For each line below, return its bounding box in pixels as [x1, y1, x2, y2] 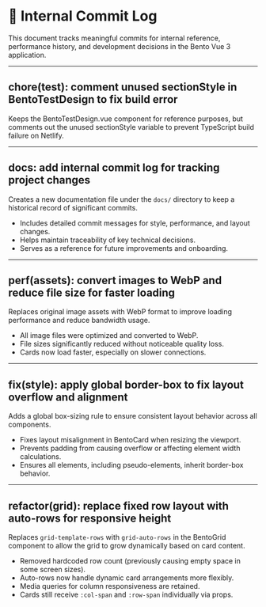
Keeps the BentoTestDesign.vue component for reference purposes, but [8, 114, 244, 123]
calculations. [19, 452, 62, 461]
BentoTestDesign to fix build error [8, 93, 178, 106]
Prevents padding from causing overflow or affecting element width [19, 443, 241, 453]
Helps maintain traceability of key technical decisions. [19, 235, 196, 245]
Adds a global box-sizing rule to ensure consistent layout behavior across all [8, 412, 257, 421]
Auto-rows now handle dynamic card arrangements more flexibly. [19, 573, 234, 582]
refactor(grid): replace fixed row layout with [8, 499, 230, 513]
